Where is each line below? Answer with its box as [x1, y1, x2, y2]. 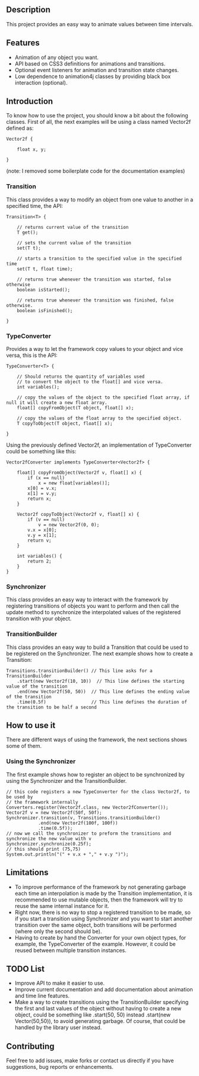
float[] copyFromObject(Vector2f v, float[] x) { [17, 470, 143, 476]
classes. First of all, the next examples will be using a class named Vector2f [6, 119, 191, 126]
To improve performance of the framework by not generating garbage [14, 883, 186, 890]
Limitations [6, 867, 49, 878]
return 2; [27, 558, 52, 565]
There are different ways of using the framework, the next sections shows [6, 736, 187, 744]
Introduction [6, 97, 53, 107]
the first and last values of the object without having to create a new [14, 1005, 182, 1012]
